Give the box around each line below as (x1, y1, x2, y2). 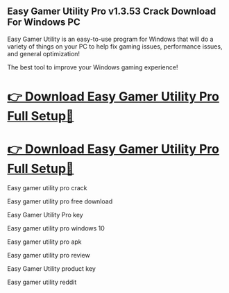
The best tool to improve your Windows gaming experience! (7, 62, 178, 72)
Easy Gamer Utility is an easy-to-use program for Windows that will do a (7, 35, 214, 43)
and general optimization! (7, 49, 80, 58)
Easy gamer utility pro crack (7, 183, 87, 192)
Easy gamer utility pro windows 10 (7, 224, 105, 232)
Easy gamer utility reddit (7, 278, 77, 286)
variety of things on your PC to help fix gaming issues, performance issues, (7, 42, 223, 51)
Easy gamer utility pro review (7, 251, 90, 259)
